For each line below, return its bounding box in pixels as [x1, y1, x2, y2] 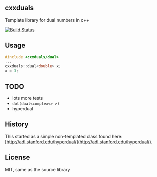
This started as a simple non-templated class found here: [5, 133, 123, 139]
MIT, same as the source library [5, 166, 70, 172]
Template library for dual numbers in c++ [5, 17, 90, 23]
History [5, 120, 29, 129]
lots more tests [12, 95, 43, 101]
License [5, 153, 30, 162]
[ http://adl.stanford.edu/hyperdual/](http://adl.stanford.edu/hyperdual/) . [5, 139, 153, 145]
